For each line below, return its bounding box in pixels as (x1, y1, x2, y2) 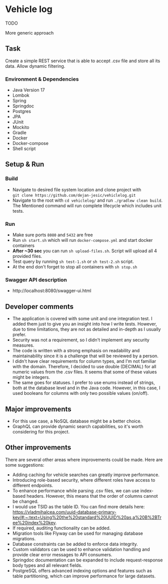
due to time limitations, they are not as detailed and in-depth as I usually (12, 326, 161, 332)
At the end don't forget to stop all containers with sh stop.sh (12, 264, 137, 270)
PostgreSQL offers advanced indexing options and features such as (12, 567, 152, 573)
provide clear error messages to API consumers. (12, 551, 112, 557)
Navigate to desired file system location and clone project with (12, 187, 141, 193)
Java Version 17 (12, 87, 45, 93)
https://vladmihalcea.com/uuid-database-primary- (12, 509, 116, 515)
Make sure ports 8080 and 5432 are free (12, 232, 93, 238)
